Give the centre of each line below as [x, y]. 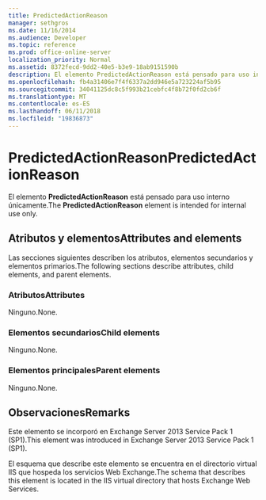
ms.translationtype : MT [47, 97]
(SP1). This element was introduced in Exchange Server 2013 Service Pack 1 [131, 440]
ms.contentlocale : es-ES [49, 104]
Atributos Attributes [47, 295]
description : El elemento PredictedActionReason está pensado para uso [129, 74]
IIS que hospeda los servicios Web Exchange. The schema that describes [127, 472]
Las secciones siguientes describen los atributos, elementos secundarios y [131, 258]
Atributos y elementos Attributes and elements [125, 239]
